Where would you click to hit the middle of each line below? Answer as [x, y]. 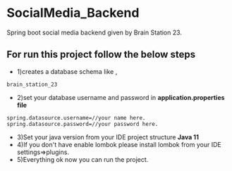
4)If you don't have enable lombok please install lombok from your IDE [119, 144]
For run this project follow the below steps [101, 55]
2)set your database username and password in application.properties [121, 97]
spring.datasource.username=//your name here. [76, 118]
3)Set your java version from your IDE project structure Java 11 [108, 137]
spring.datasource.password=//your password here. [83, 124]
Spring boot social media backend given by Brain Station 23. [94, 32]
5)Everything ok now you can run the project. [83, 159]
